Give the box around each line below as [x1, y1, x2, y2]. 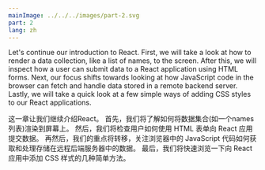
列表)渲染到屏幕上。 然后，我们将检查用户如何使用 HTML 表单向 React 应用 [8, 124, 253, 134]
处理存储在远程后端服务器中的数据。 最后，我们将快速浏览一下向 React [21, 143, 253, 153]
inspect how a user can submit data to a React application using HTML [8, 65, 239, 74]
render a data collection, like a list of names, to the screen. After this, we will [8, 56, 257, 65]
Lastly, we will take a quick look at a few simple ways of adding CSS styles [8, 90, 252, 99]
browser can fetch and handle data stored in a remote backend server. [8, 81, 238, 91]
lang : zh [8, 26, 37, 34]
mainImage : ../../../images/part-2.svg [8, 11, 140, 20]
